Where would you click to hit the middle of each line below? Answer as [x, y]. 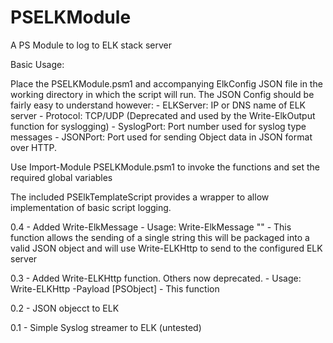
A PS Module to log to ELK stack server [91, 45]
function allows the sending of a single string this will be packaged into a [160, 237]
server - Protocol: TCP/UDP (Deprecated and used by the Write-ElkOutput [163, 115]
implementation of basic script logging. [91, 207]
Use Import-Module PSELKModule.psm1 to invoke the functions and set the [165, 167]
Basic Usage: [37, 64]
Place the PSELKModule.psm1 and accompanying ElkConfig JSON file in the [166, 83]
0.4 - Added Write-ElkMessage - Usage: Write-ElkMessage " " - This [151, 227]
